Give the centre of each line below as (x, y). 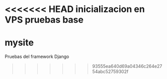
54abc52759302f (110, 71)
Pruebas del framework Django (37, 56)
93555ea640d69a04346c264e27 (127, 66)
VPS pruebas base (44, 20)
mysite (19, 43)
